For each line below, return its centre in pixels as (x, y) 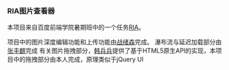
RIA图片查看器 (31, 10)
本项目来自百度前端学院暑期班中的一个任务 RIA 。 (76, 27)
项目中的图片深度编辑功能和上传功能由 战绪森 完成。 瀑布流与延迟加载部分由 (114, 42)
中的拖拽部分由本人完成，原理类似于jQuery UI (78, 60)
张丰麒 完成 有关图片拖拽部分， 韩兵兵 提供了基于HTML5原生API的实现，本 (112, 51)
